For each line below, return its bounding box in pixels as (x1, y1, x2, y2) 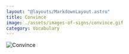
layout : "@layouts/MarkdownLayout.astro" (6, 8, 111, 15)
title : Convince (6, 14, 46, 20)
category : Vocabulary (6, 25, 60, 31)
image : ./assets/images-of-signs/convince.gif (6, 20, 124, 26)
